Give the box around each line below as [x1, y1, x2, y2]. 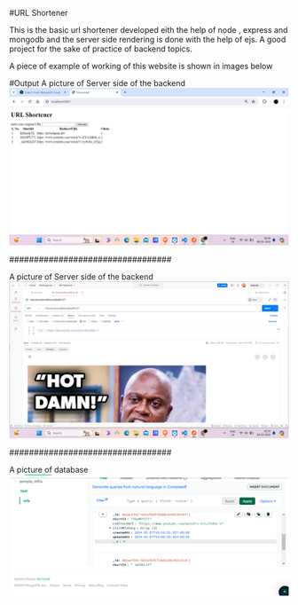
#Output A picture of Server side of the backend [9, 78, 186, 88]
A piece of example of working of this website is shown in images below [9, 61, 273, 71]
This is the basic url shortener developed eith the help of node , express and [9, 25, 288, 35]
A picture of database [9, 465, 89, 475]
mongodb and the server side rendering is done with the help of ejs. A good [9, 35, 286, 44]
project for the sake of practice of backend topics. [9, 43, 193, 54]
